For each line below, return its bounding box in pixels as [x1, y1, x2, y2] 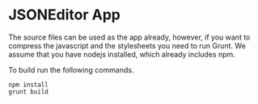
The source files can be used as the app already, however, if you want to [8, 32, 251, 42]
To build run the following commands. [8, 64, 134, 74]
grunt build [8, 87, 49, 96]
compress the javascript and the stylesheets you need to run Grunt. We [8, 40, 247, 50]
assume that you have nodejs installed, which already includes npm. [8, 49, 236, 59]
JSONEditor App [8, 6, 121, 24]
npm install [8, 81, 49, 89]
